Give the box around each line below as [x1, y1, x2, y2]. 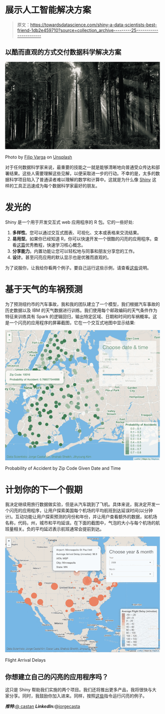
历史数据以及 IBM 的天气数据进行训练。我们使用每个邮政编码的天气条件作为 [5, 307, 158, 313]
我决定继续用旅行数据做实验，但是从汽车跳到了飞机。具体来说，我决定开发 [5, 501, 156, 507]
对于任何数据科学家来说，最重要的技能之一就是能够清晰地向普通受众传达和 [5, 164, 156, 170]
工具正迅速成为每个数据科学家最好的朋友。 [13, 183, 100, 188]
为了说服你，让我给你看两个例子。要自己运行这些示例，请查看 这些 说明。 [5, 264, 151, 270]
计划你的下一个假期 [5, 484, 83, 495]
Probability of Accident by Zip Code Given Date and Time [5, 465, 121, 471]
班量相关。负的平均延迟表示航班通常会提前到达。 [5, 526, 104, 532]
